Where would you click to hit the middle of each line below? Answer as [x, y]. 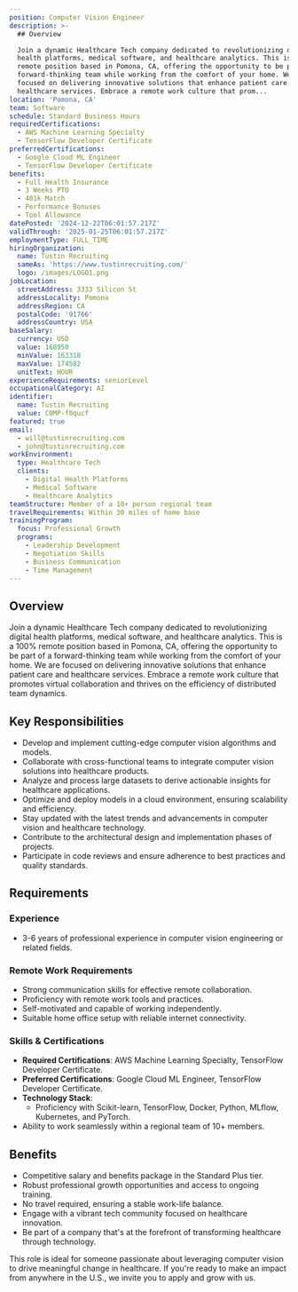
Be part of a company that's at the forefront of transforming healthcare [152, 1233]
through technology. [59, 1242]
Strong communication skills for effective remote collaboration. [137, 989]
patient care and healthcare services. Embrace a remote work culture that [144, 675]
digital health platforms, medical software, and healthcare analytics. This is [146, 637]
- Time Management [59, 570]
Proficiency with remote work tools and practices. [113, 999]
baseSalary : [31, 331]
